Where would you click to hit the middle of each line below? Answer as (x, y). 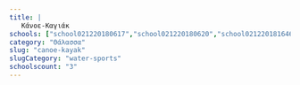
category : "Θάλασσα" (48, 42)
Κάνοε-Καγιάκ (45, 26)
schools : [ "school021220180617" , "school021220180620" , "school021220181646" (153, 34)
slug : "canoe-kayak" (48, 50)
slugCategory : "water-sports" (66, 58)
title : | (25, 17)
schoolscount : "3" (43, 67)
